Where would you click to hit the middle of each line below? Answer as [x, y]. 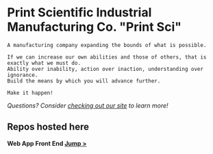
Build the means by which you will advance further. [84, 81]
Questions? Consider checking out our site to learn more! [88, 105]
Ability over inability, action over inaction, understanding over [105, 69]
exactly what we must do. [44, 63]
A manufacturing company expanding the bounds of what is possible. [107, 45]
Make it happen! [30, 93]
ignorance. [23, 75]
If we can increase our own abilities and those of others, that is [107, 57]
